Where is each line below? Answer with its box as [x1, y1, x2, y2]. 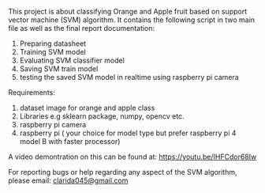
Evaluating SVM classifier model [19, 55, 125, 65]
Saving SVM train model [19, 64, 99, 74]
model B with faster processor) [19, 137, 121, 146]
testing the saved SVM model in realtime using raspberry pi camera [19, 73, 239, 81]
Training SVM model [19, 47, 87, 56]
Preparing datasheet [19, 39, 87, 48]
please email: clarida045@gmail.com [8, 176, 129, 185]
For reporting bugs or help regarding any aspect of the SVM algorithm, [8, 168, 238, 176]
